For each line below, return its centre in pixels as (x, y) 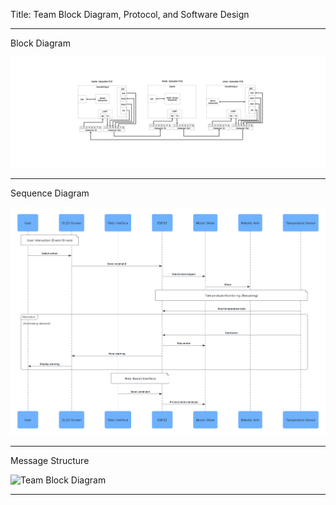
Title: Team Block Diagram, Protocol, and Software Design (130, 14)
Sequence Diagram (50, 193)
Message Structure (50, 460)
